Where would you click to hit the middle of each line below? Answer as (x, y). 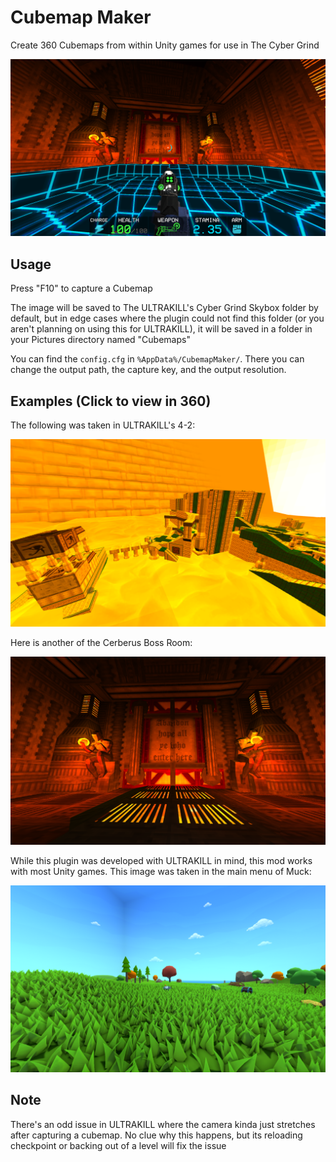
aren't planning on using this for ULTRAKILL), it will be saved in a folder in (161, 329)
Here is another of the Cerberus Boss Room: (101, 643)
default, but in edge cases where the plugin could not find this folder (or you (167, 318)
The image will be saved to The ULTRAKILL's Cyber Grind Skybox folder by (164, 308)
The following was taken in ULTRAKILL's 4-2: (103, 425)
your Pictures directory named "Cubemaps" (100, 340)
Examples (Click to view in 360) (111, 401)
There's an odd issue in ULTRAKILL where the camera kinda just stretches (163, 1124)
